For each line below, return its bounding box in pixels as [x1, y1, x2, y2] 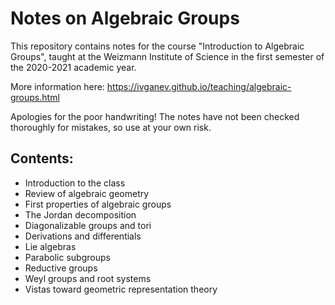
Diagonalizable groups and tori [24, 219, 152, 231]
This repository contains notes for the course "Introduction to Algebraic [10, 40, 305, 52]
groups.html [10, 91, 60, 103]
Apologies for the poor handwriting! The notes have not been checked [10, 110, 300, 122]
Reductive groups [24, 262, 98, 274]
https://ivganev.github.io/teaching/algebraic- [106, 80, 292, 92]
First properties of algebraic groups [24, 198, 172, 210]
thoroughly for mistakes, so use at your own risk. [10, 121, 212, 133]
